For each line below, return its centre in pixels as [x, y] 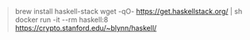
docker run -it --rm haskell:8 [62, 20]
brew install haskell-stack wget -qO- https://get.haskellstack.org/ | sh [129, 11]
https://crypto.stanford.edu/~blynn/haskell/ [86, 28]
